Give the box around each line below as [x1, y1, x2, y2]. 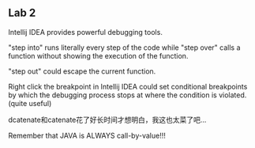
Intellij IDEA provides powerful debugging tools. [8, 27, 163, 36]
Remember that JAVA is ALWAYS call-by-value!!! [8, 131, 166, 140]
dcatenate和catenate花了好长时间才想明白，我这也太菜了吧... [8, 115, 207, 124]
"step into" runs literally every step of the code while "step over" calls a [8, 43, 241, 52]
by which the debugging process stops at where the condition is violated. [8, 90, 247, 100]
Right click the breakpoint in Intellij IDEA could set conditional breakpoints [8, 82, 248, 91]
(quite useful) [8, 98, 52, 108]
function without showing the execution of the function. [8, 51, 189, 60]
